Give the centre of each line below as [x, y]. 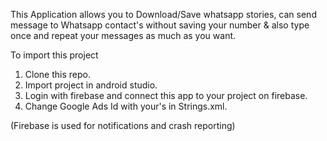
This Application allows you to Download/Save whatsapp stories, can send [163, 14]
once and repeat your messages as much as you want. [123, 35]
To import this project [54, 55]
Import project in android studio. [91, 85]
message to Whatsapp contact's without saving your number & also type [160, 25]
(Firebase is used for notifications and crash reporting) [123, 125]
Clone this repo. [57, 74]
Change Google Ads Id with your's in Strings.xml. [126, 106]
